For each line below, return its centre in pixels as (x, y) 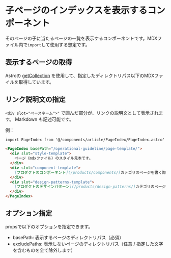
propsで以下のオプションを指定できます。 (49, 226)
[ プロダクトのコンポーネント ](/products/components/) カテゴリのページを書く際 (90, 172)
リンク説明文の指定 (35, 100)
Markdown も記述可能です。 (44, 119)
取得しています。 (36, 82)
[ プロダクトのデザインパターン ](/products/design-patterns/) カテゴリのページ (90, 187)
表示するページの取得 (39, 62)
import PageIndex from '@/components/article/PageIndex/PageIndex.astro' (85, 140)
